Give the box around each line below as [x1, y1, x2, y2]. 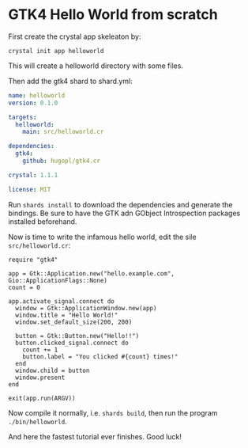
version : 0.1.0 [8, 99, 58, 107]
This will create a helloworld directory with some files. [8, 61, 184, 70]
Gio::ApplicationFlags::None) [8, 276, 108, 284]
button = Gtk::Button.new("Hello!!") [15, 332, 140, 340]
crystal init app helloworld [8, 47, 104, 55]
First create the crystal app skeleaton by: [8, 32, 141, 41]
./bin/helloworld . [8, 416, 67, 426]
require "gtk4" [8, 256, 58, 264]
